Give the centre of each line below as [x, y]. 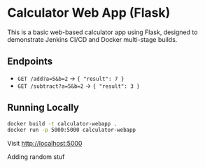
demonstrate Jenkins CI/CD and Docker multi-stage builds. [92, 39]
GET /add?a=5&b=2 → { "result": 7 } [71, 78]
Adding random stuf [36, 157]
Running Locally [43, 108]
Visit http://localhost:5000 [45, 144]
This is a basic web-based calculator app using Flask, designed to [102, 32]
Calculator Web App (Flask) [89, 13]
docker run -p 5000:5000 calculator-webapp [72, 130]
